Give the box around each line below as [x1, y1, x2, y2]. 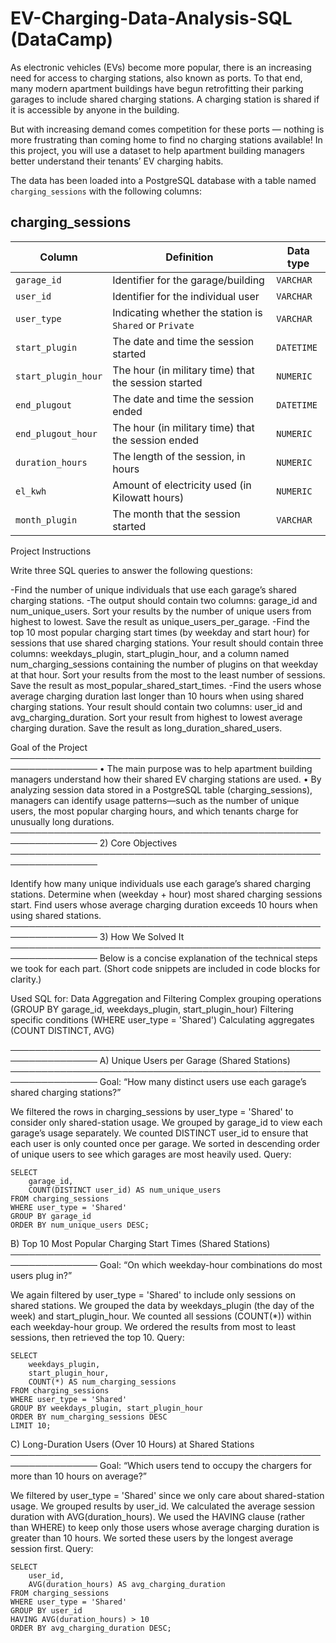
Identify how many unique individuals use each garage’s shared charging [10, 877, 312, 889]
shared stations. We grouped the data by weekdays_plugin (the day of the [10, 1299, 315, 1311]
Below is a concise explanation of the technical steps [99, 952, 318, 964]
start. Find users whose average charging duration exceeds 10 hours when [10, 898, 318, 911]
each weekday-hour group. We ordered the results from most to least [10, 1320, 297, 1332]
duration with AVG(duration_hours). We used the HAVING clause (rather [10, 1510, 306, 1522]
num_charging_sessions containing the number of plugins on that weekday [10, 658, 319, 670]
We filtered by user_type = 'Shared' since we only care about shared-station [10, 1489, 325, 1501]
